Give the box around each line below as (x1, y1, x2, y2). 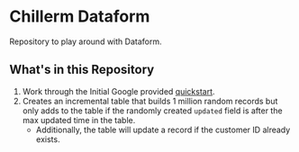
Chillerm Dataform (9, 6, 150, 27)
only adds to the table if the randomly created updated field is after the (22, 105, 283, 116)
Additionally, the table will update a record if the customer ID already (35, 124, 291, 135)
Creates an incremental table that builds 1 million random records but (22, 95, 278, 106)
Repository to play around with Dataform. (9, 36, 162, 47)
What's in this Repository (9, 62, 155, 77)
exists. (35, 133, 60, 145)
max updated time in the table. (22, 114, 136, 125)
